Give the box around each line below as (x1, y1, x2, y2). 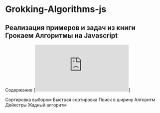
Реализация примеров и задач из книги (5, 23, 136, 32)
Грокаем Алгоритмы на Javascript (5, 31, 118, 39)
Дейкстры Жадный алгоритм (5, 102, 67, 108)
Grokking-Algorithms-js (5, 3, 107, 15)
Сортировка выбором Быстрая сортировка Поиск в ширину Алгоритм (5, 96, 156, 102)
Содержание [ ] (5, 87, 131, 93)
